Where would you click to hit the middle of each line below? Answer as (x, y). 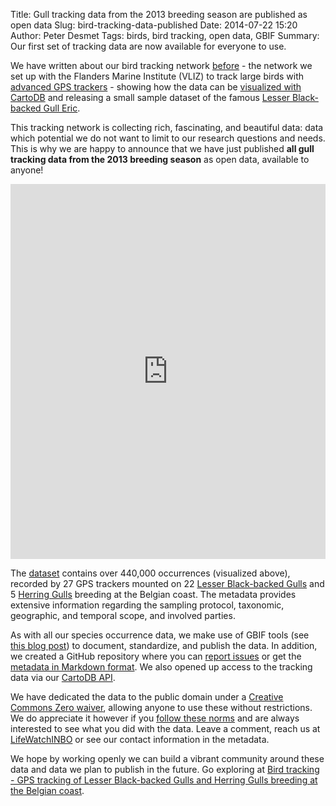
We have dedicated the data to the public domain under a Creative (147, 697)
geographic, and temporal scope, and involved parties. (123, 615)
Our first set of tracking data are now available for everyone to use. (148, 46)
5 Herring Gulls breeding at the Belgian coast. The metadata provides (153, 594)
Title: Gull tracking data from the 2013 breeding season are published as (159, 14)
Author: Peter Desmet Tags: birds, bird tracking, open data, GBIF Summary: (165, 35)
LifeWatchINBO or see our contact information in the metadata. (140, 739)
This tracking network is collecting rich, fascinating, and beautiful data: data (167, 127)
